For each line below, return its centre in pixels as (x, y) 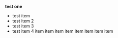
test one (14, 6)
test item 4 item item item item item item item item (63, 31)
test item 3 (23, 26)
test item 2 (23, 21)
